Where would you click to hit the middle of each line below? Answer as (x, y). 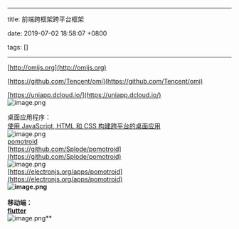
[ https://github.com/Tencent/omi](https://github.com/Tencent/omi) (105, 81)
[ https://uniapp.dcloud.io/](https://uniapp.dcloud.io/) (84, 95)
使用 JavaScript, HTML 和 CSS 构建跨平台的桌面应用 (84, 126)
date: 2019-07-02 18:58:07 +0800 (57, 33)
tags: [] (18, 47)
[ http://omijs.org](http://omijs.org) (57, 67)
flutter (17, 211)
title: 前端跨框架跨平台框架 (46, 19)
